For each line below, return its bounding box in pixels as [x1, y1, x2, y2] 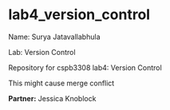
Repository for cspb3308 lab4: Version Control [8, 62, 162, 73]
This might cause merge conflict [8, 78, 115, 88]
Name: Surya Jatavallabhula [8, 32, 101, 41]
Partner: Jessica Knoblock [8, 93, 97, 103]
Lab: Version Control [8, 47, 76, 57]
